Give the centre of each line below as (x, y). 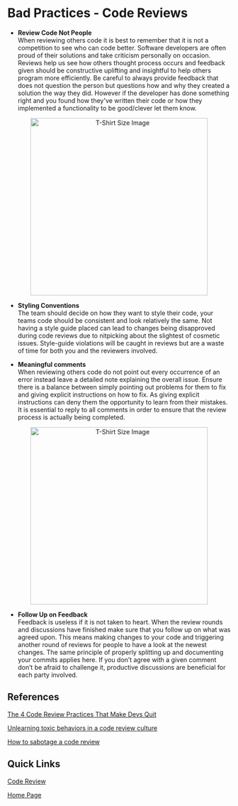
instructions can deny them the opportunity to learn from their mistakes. (123, 402)
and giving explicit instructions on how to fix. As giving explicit (108, 394)
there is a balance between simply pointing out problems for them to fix (122, 387)
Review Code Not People (55, 33)
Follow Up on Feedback (53, 614)
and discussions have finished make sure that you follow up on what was (124, 629)
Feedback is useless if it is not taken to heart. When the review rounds (120, 622)
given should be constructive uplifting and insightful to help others (114, 70)
